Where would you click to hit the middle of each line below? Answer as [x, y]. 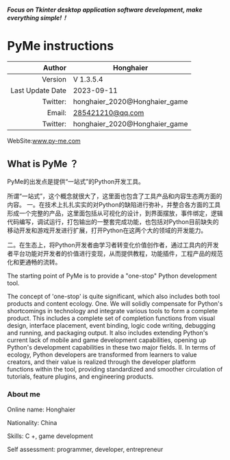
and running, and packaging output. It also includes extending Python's [108, 333]
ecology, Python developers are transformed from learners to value [102, 355]
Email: [57, 112]
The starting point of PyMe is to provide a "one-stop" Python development [112, 276]
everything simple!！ [38, 18]
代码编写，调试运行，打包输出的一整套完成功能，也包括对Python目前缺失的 [113, 222]
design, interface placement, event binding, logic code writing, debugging [111, 326]
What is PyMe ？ [43, 164]
